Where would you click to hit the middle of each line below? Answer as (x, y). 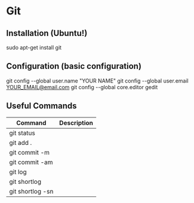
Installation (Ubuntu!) (47, 33)
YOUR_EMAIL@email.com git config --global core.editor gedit (82, 87)
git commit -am (31, 162)
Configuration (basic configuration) (74, 66)
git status (22, 133)
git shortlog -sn (31, 191)
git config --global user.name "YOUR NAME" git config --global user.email (98, 81)
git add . (21, 143)
